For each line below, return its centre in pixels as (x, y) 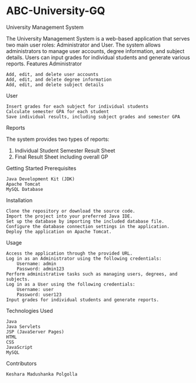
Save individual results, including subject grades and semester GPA (93, 117)
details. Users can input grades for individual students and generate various (98, 57)
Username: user (35, 289)
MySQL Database (25, 189)
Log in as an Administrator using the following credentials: (84, 258)
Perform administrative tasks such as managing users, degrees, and (92, 274)
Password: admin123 (41, 269)
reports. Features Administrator (44, 64)
